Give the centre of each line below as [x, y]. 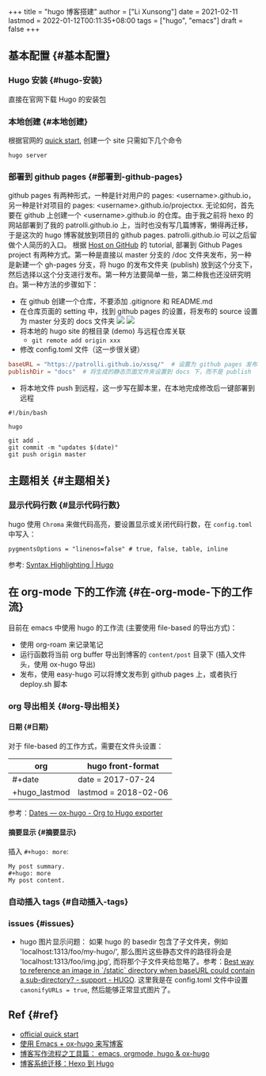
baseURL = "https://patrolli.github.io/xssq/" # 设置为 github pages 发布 [133, 364]
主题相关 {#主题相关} [59, 481]
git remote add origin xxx [76, 341]
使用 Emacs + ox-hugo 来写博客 [72, 1044]
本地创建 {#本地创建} [48, 121]
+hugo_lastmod [41, 792]
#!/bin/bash [28, 413]
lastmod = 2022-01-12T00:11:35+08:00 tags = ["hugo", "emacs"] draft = [126, 21]
